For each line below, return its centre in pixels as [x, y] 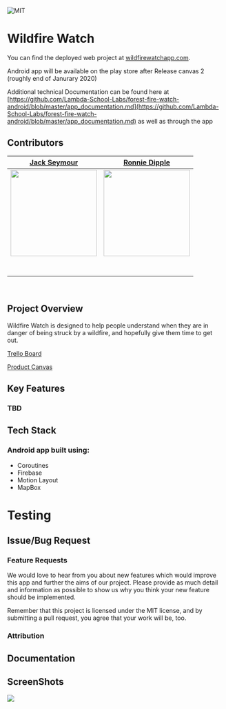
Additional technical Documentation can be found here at [88, 92]
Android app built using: [48, 451]
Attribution [26, 636]
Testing [29, 515]
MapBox [29, 487]
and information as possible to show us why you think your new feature [109, 590]
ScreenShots [35, 682]
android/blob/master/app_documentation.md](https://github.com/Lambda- [113, 106]
